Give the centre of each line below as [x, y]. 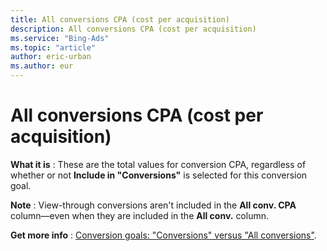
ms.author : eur [42, 66]
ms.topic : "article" [53, 47]
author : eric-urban [51, 57]
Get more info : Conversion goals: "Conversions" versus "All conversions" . [163, 235]
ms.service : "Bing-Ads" [60, 38]
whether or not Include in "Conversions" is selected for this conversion [159, 175]
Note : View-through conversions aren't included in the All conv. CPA [153, 205]
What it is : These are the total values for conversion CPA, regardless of [158, 164]
